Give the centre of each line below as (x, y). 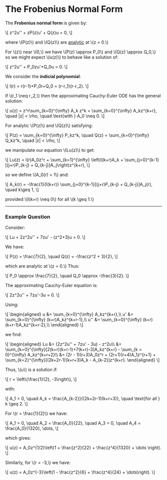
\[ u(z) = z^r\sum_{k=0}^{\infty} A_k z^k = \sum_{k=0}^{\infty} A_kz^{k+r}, (81, 110)
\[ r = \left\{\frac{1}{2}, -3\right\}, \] (41, 380)
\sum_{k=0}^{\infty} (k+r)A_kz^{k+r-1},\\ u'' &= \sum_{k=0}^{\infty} (74, 320)
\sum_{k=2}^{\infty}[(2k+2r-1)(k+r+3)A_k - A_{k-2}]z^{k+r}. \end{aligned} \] (83, 360)
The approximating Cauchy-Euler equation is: (51, 286)
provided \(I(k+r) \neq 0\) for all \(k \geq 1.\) (50, 199)
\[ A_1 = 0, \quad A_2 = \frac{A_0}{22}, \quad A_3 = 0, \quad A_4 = (73, 423)
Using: (12, 305)
